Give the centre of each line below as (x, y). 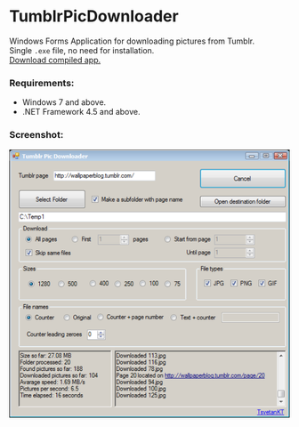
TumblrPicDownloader (94, 16)
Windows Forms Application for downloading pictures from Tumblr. (132, 41)
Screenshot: (36, 135)
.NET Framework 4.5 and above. (81, 112)
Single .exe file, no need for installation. (82, 50)
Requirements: (42, 83)
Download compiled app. (55, 60)
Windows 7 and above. (64, 102)
